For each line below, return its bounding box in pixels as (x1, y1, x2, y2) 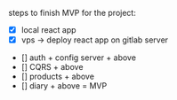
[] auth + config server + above (20, 52, 137, 63)
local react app (20, 25, 76, 35)
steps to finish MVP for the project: (8, 8, 137, 18)
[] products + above (20, 71, 95, 82)
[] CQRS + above (20, 62, 84, 73)
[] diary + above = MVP (20, 81, 108, 91)
